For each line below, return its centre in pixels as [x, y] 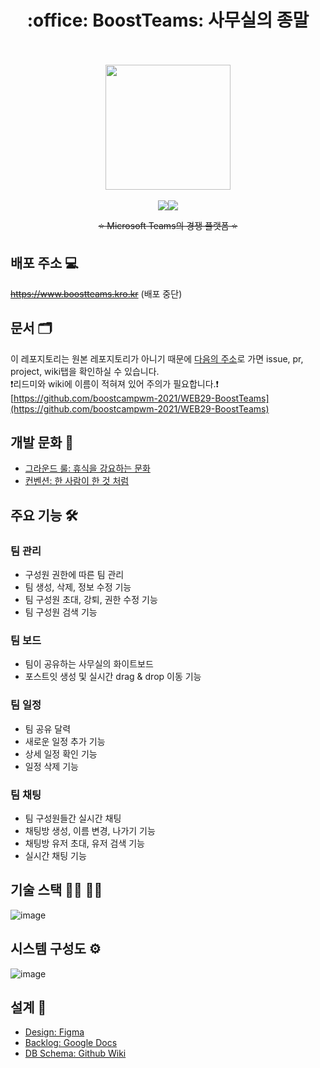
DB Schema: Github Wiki [75, 1053]
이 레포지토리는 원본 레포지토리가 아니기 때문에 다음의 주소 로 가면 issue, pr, [157, 358]
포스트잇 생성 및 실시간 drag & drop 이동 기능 [113, 677]
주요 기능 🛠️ [44, 515]
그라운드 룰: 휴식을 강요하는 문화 [87, 468]
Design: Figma [54, 1032]
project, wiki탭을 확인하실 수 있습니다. [85, 371]
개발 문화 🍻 [42, 442]
